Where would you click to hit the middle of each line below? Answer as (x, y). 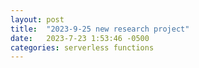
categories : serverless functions (82, 47)
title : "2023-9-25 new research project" (100, 29)
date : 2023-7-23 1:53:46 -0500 (80, 38)
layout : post (37, 19)
